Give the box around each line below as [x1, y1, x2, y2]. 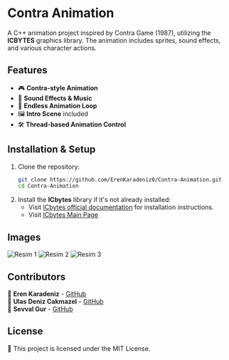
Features [7, 64, 48, 76]
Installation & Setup [7, 144, 96, 156]
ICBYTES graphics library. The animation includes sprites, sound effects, [7, 36, 221, 44]
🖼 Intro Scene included [17, 109, 89, 118]
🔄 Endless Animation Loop [17, 101, 97, 110]
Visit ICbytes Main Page [28, 211, 98, 219]
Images [7, 231, 41, 243]
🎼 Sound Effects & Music [17, 94, 92, 102]
